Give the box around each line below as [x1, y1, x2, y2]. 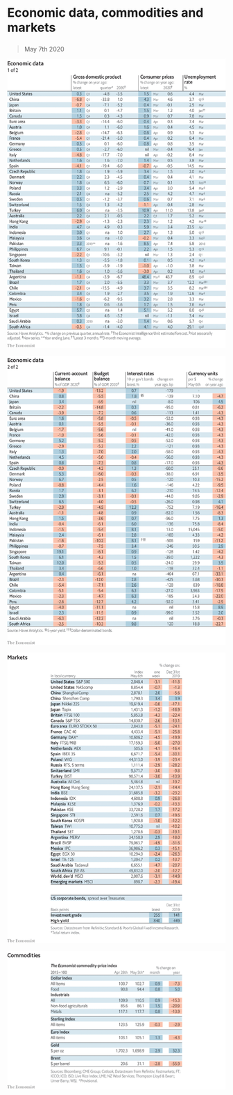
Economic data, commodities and [7, 5, 204, 21]
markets [7, 19, 56, 36]
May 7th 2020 [24, 45, 64, 53]
